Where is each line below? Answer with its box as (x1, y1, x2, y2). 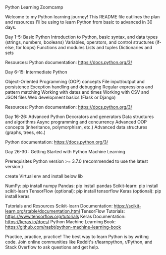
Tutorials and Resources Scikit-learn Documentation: (5, 203, 113, 209)
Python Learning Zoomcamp (5, 4, 63, 10)
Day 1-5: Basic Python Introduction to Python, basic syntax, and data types (5, 34, 158, 40)
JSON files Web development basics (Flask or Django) (5, 94, 116, 100)
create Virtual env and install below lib (5, 173, 83, 179)
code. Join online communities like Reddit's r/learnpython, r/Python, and (5, 239, 153, 245)
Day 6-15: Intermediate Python (5, 69, 68, 75)
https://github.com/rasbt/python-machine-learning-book (5, 224, 121, 230)
